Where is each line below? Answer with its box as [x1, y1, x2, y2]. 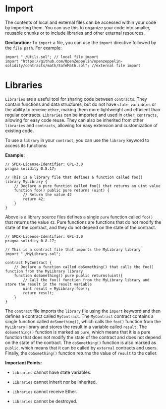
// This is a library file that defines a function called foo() [5, 175, 143, 180]
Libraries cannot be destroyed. [12, 398, 78, 404]
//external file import [91, 63, 141, 68]
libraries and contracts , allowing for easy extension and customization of [5, 122, 158, 128]
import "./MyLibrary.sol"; [5, 251, 61, 256]
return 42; [23, 197, 46, 202]
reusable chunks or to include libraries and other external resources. [5, 30, 145, 36]
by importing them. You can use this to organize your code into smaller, [5, 24, 151, 30]
